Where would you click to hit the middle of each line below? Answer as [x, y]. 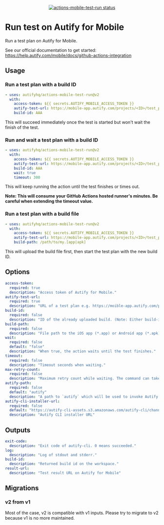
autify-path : [18, 383]
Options [18, 272]
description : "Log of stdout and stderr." [53, 455]
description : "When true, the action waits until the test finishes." [83, 351]
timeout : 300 [27, 177]
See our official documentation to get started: [51, 50]
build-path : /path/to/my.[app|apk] [50, 242]
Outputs [18, 430]
